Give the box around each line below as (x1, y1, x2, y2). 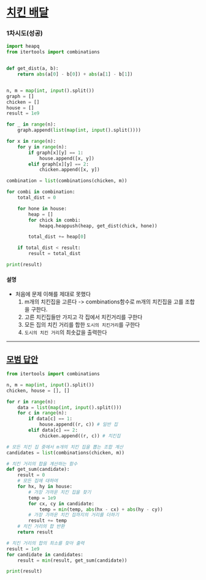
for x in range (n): (6, 139, 56, 145)
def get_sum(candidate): (6, 467, 70, 473)
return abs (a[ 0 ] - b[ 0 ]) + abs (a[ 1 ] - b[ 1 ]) (17, 71, 133, 77)
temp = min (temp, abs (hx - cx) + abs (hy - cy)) (39, 506, 164, 513)
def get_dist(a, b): (6, 66, 59, 72)
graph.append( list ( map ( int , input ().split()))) (17, 127, 141, 134)
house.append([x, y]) (39, 155, 95, 161)
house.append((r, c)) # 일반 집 (39, 421, 118, 428)
